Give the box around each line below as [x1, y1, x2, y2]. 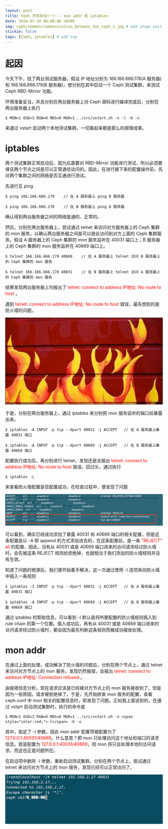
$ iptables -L [5, 474, 35, 479]
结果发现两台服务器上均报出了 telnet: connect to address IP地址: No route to [5, 284, 161, 290]
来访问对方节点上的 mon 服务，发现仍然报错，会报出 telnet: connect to [5, 668, 151, 674]
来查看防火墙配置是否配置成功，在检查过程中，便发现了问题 [5, 484, 128, 490]
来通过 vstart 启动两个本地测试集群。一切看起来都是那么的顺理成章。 [5, 125, 146, 131]
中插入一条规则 [5, 573, 36, 579]
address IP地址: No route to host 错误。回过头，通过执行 [5, 464, 121, 470]
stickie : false [5, 29, 37, 34]
